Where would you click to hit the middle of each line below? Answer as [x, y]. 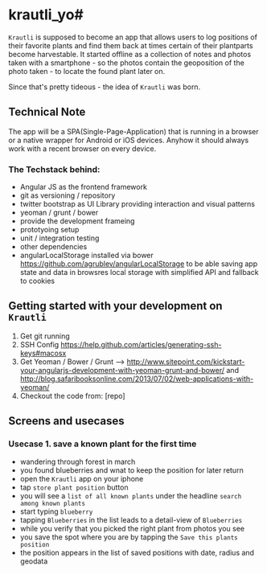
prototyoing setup [49, 230]
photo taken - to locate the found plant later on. [87, 71]
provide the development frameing [77, 221]
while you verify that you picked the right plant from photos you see [132, 528]
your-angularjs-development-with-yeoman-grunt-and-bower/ [122, 370]
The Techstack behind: [54, 169]
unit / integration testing [60, 238]
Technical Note [47, 112]
